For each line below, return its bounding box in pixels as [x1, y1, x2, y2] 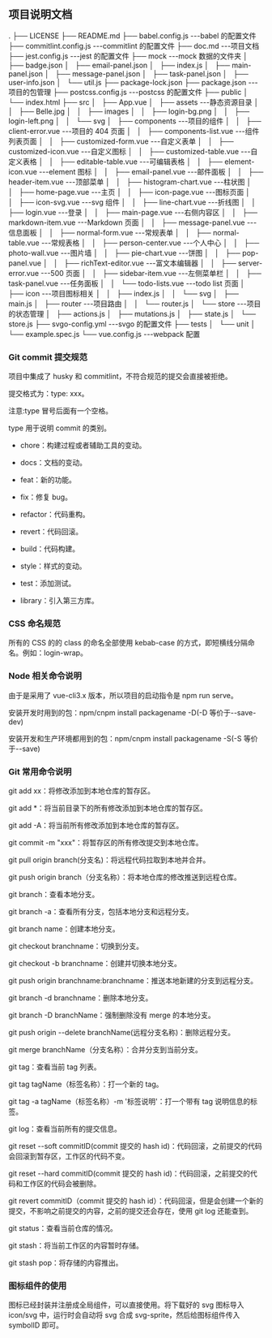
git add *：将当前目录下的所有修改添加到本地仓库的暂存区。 [8, 803, 208, 813]
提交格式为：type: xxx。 [8, 389, 89, 399]
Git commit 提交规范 [8, 352, 87, 363]
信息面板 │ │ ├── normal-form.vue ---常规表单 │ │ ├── [8, 227, 212, 237]
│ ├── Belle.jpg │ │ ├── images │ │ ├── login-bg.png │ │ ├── [8, 106, 250, 116]
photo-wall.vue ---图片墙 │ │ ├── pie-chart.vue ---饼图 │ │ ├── [8, 248, 241, 257]
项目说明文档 [8, 7, 73, 22]
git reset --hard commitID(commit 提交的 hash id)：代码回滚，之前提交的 [8, 1168, 251, 1178]
